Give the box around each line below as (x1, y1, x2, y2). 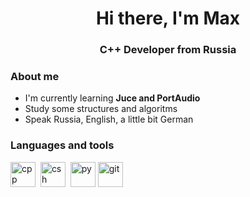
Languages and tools (10, 138, 115, 152)
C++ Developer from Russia (99, 43, 237, 57)
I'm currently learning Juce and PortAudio (24, 92, 201, 104)
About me (10, 70, 60, 84)
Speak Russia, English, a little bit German (24, 113, 194, 126)
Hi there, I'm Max (95, 7, 241, 30)
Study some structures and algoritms (24, 103, 178, 115)
